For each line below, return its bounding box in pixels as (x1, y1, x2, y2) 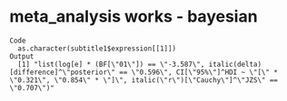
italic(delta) (208, 60, 262, 69)
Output (9, 51, 35, 60)
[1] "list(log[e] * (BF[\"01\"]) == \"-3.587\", (17, 60, 205, 69)
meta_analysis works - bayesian (9, 6, 258, 27)
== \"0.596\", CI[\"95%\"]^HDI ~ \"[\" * (119, 68, 279, 77)
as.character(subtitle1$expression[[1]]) (17, 43, 177, 53)
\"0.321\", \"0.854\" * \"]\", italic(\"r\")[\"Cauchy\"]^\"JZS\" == (9, 75, 279, 85)
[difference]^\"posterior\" (9, 68, 116, 77)
